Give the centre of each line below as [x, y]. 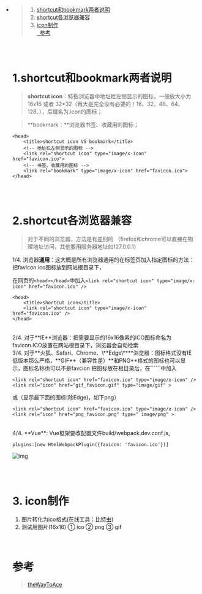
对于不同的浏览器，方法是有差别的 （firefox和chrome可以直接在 [107, 239]
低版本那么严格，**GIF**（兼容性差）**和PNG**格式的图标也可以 [96, 360]
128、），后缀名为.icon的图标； [65, 111]
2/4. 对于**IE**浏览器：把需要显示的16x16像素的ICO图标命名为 [92, 337]
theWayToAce [45, 584]
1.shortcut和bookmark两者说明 [92, 78]
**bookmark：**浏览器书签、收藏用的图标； [83, 125]
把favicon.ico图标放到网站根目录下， [58, 267]
